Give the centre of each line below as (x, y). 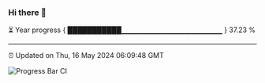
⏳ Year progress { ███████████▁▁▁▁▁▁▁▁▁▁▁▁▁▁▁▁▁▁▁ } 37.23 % (132, 30)
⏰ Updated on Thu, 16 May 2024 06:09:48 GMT (86, 56)
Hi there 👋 (28, 13)
